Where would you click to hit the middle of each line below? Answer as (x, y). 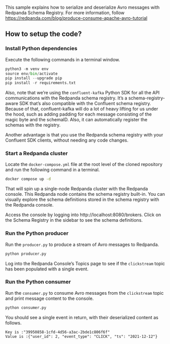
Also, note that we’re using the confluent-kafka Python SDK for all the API (82, 93)
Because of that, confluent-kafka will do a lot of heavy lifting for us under (82, 109)
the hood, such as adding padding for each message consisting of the (79, 114)
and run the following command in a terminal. (53, 170)
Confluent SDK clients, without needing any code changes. (67, 140)
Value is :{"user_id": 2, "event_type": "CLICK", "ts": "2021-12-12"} (81, 336)
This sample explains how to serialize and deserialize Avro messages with (82, 7)
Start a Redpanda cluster (37, 153)
